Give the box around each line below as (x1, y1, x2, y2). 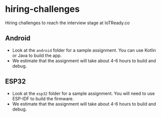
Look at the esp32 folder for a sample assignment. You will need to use (12, 90, 155, 96)
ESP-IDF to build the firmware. (12, 95, 74, 102)
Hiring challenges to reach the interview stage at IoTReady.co (5, 20, 130, 26)
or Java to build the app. (12, 52, 62, 58)
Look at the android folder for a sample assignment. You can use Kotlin (12, 47, 156, 53)
